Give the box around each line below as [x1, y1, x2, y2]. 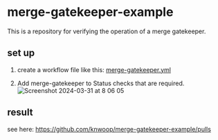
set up [7, 47, 35, 59]
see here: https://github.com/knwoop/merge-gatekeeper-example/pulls [7, 125, 211, 133]
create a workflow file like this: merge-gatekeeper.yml [17, 65, 172, 73]
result [7, 107, 33, 119]
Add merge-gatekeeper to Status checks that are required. [17, 79, 185, 87]
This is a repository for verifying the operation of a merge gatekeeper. [7, 27, 206, 35]
